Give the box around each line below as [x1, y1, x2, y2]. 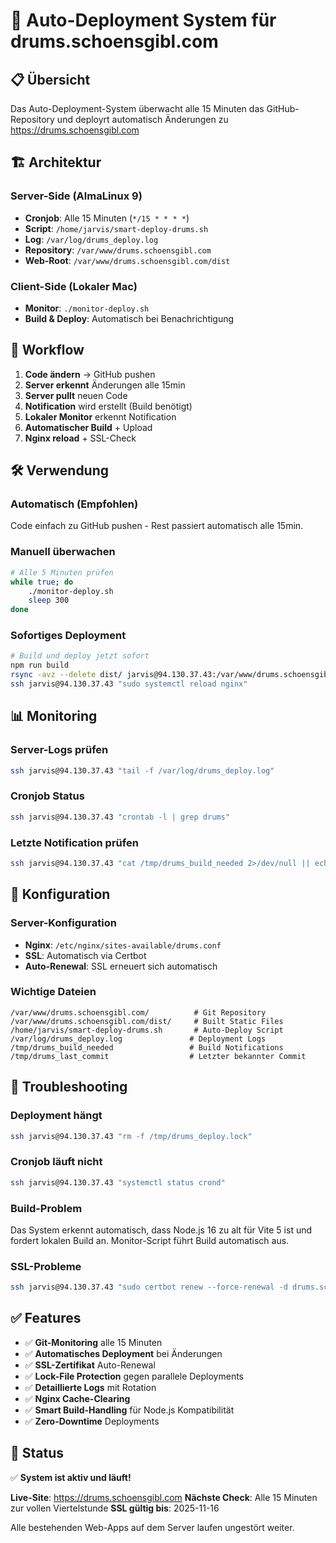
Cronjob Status [10, 789, 85, 803]
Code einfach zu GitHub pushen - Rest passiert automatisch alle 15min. [10, 520, 304, 532]
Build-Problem [10, 1201, 83, 1215]
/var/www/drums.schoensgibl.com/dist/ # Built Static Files [10, 1016, 284, 1026]
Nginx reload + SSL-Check [24, 432, 137, 444]
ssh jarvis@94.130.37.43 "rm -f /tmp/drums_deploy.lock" [10, 1131, 253, 1141]
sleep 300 [28, 595, 70, 606]
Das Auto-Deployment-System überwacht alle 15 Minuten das [10, 103, 265, 114]
